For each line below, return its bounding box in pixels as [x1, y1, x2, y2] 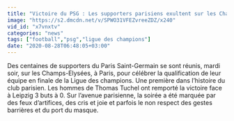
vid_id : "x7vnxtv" [7, 23, 61, 30]
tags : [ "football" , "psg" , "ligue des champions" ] [7, 36, 151, 43]
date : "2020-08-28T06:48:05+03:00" [7, 42, 111, 49]
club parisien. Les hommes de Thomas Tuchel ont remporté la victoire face [7, 84, 223, 92]
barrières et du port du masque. [7, 106, 99, 114]
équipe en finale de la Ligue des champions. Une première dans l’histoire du [7, 76, 226, 84]
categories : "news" [7, 29, 64, 37]
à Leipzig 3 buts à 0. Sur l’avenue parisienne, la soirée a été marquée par [7, 91, 216, 99]
